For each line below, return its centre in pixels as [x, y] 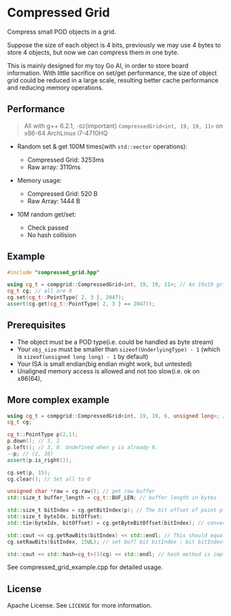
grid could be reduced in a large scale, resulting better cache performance [113, 80]
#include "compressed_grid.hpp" [53, 272]
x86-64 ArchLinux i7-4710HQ [66, 133]
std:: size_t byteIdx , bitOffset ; [55, 517]
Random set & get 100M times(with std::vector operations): [102, 146]
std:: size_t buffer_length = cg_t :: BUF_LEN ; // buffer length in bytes [112, 498]
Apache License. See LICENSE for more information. [80, 606]
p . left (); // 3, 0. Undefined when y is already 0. [82, 448]
